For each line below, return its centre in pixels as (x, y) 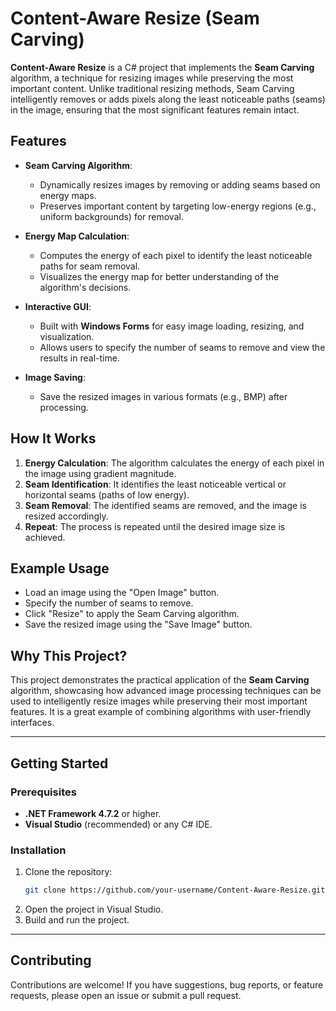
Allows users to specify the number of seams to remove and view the (182, 347)
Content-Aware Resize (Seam (135, 18)
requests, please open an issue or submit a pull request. (126, 995)
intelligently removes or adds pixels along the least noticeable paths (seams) (168, 99)
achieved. (45, 537)
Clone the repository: (68, 872)
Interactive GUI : (58, 306)
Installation (38, 850)
